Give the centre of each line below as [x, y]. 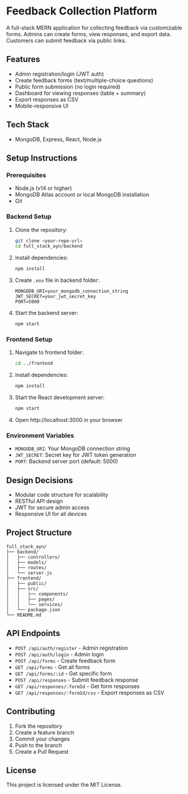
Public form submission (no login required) [68, 87]
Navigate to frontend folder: [49, 352]
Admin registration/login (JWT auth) [59, 74]
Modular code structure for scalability [62, 495]
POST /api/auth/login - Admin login [59, 654]
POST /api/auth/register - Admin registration [71, 648]
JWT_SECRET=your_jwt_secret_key [55, 297]
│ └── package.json [33, 609]
